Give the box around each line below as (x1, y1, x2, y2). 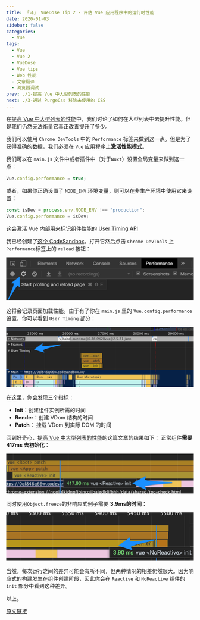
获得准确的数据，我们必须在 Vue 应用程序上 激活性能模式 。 (6, 143, 148, 150)
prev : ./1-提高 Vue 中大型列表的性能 (6, 91, 91, 98)
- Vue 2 (11, 54, 31, 60)
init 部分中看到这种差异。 (6, 582, 71, 589)
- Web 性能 (11, 72, 37, 79)
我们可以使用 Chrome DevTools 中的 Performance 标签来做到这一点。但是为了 (6, 135, 191, 142)
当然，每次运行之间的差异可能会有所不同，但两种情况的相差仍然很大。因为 (6, 567, 189, 574)
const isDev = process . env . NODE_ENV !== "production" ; (6, 207, 145, 213)
